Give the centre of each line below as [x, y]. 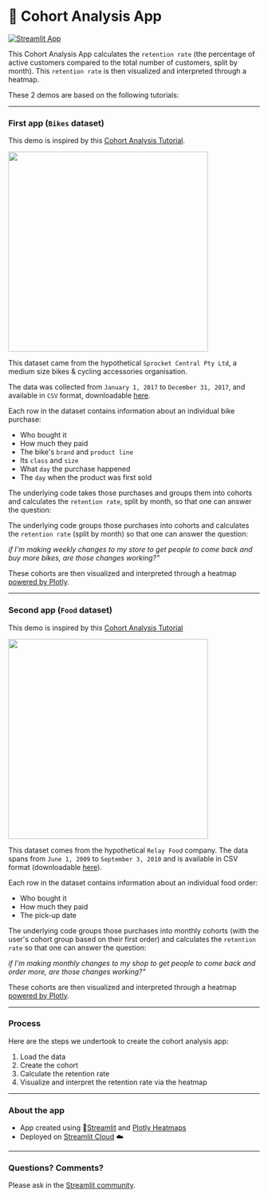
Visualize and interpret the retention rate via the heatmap [113, 1082]
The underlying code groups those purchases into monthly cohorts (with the [134, 930]
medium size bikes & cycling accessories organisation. [98, 372]
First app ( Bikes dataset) [57, 123]
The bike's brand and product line [77, 452]
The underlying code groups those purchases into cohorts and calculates [129, 525]
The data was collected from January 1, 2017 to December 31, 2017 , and [127, 387]
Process [25, 1024]
